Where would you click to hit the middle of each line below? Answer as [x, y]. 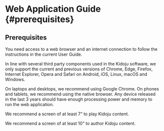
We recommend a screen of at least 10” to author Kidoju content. [70, 123]
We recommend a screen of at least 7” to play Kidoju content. [67, 114]
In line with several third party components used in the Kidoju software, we [81, 64]
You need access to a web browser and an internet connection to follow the [81, 49]
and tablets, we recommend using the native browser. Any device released [80, 94]
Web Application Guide [53, 9]
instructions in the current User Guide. [44, 54]
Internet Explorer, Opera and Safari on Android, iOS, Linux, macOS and [76, 74]
